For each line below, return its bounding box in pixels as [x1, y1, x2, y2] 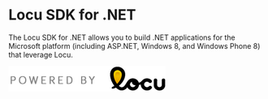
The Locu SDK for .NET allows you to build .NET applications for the [8, 32, 236, 42]
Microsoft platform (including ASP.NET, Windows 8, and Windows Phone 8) [8, 41, 261, 50]
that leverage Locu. [8, 49, 73, 59]
